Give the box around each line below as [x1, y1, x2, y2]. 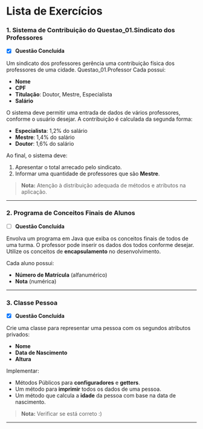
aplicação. [21, 188, 47, 195]
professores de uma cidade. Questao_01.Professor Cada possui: [6, 66, 166, 73]
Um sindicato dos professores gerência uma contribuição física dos [6, 59, 175, 67]
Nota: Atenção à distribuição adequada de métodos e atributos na [21, 181, 186, 189]
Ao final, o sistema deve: [6, 152, 68, 159]
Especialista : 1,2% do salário [14, 127, 88, 134]
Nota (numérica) [14, 277, 57, 285]
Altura [14, 356, 31, 363]
